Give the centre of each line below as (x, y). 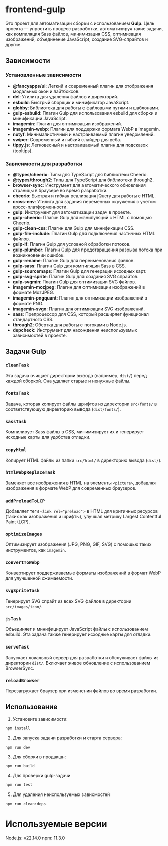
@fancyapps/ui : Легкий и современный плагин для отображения (83, 86)
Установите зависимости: (40, 719)
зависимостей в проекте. (40, 335)
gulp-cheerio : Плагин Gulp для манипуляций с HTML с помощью (82, 217)
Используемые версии (56, 824)
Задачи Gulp (26, 351)
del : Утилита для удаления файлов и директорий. (65, 96)
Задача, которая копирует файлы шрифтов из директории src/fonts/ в (81, 404)
